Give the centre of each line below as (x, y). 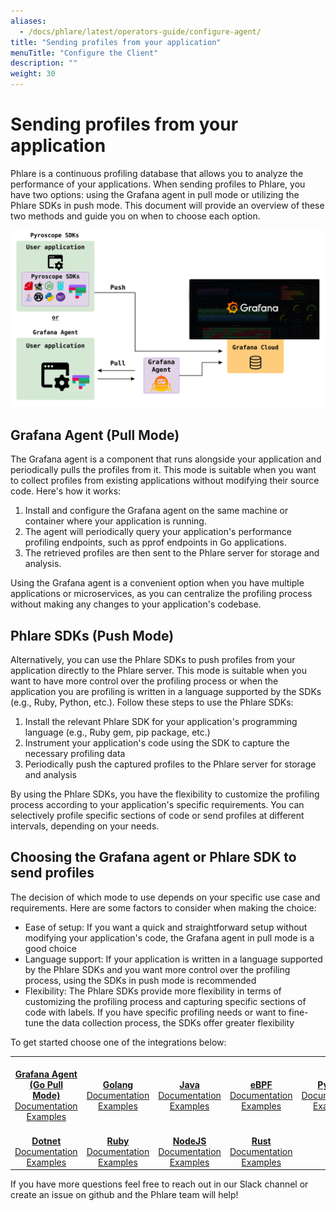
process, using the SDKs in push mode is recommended (140, 980)
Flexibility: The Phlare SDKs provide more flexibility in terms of (153, 991)
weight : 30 (33, 74)
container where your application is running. (115, 521)
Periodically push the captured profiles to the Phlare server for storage (170, 764)
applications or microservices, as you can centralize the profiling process (161, 594)
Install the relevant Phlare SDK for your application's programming (161, 722)
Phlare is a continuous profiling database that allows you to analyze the (157, 173)
